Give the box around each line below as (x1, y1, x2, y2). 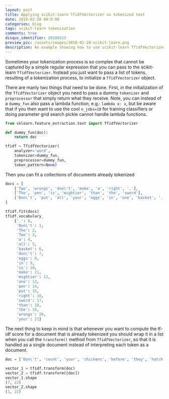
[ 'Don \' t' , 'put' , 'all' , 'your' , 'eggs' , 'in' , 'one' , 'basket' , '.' (14, 195, 165, 200)
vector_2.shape (5, 384, 37, 390)
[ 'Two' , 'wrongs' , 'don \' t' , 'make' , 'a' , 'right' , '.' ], (14, 186, 138, 191)
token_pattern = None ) (14, 162, 57, 168)
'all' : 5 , (16, 242, 37, 247)
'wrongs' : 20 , (16, 312, 46, 317)
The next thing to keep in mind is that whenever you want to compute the (5, 326, 157, 332)
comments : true (5, 31, 37, 36)
